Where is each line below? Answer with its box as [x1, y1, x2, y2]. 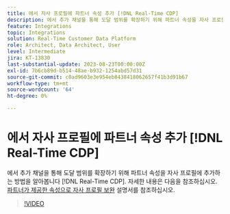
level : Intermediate [7, 49, 66, 55]
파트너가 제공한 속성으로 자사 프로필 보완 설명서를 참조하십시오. [7, 185, 176, 193]
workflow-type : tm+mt [7, 80, 69, 87]
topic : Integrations [7, 29, 66, 36]
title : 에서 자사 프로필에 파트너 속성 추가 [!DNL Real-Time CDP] [7, 10, 179, 17]
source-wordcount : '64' [7, 86, 75, 93]
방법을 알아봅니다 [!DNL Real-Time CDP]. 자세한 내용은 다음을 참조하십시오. [14, 177, 218, 185]
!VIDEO [23, 199, 44, 207]
